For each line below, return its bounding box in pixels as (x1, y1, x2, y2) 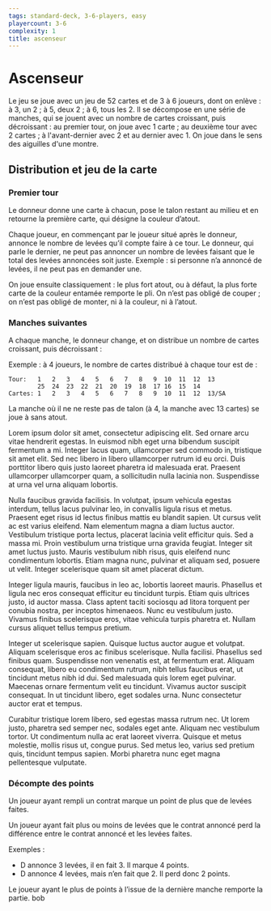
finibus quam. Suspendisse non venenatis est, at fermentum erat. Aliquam (8, 656, 255, 666)
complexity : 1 (8, 27, 57, 35)
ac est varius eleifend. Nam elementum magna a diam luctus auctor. (8, 521, 235, 531)
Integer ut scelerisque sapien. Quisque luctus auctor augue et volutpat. (8, 639, 245, 649)
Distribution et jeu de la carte (8, 163, 158, 177)
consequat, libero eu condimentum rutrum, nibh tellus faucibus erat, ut (8, 665, 243, 675)
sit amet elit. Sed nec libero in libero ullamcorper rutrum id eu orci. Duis (8, 454, 246, 464)
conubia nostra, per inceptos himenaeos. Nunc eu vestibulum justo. (8, 606, 234, 615)
